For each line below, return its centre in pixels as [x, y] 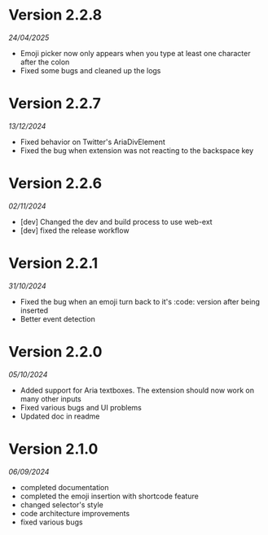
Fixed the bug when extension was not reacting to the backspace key [137, 150]
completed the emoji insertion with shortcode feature [110, 496]
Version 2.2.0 [55, 351]
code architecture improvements [75, 513]
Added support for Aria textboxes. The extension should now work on [137, 390]
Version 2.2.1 [53, 263]
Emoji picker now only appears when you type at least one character [135, 53]
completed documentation [64, 487]
